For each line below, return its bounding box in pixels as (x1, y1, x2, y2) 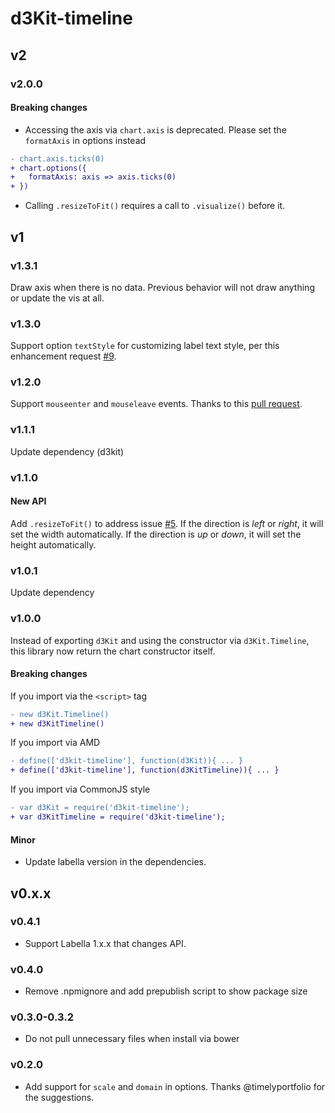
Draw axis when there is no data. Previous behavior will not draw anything (10, 281, 315, 293)
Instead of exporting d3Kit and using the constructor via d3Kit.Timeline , (10, 634, 310, 646)
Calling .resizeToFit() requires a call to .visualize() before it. (24, 200, 286, 212)
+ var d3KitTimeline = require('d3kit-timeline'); (10, 812, 226, 822)
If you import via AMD (10, 737, 101, 749)
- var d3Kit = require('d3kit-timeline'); (10, 803, 190, 813)
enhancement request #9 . (10, 350, 117, 362)
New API (10, 495, 47, 507)
